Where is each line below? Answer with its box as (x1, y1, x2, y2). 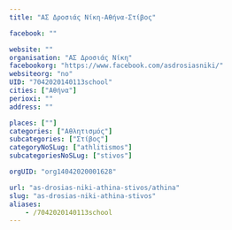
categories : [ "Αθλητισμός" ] (9, 126, 113, 135)
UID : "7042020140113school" (9, 78, 113, 87)
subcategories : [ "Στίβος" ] (9, 134, 109, 144)
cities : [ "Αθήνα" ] (9, 86, 77, 95)
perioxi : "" (9, 94, 53, 103)
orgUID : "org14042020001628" (9, 167, 117, 176)
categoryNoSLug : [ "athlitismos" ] (9, 143, 133, 152)
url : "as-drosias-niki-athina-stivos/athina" (9, 183, 180, 192)
